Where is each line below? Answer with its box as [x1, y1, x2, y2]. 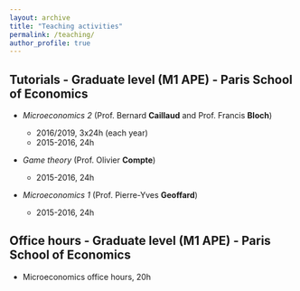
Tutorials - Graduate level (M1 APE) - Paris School [9, 71, 294, 87]
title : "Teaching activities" [9, 22, 124, 31]
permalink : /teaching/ [9, 30, 95, 39]
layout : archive [9, 13, 70, 23]
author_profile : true [9, 38, 91, 48]
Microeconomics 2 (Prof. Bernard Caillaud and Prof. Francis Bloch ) [22, 110, 273, 121]
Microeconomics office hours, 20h [22, 271, 152, 282]
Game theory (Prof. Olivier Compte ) [22, 155, 156, 165]
